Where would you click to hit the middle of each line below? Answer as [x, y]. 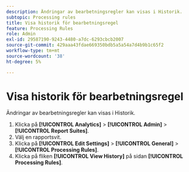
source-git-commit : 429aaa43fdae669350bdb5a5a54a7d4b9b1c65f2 [85, 45]
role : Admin [21, 34]
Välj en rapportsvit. [38, 137]
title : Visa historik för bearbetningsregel [62, 23]
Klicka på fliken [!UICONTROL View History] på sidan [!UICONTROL [99, 156]
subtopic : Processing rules [41, 17]
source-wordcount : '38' [36, 56]
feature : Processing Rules [40, 28]
